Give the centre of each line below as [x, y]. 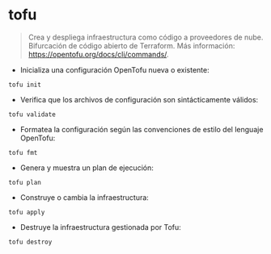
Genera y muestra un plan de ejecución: [87, 168]
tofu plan [25, 182]
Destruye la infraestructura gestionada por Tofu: [101, 227]
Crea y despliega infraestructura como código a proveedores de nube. [146, 37]
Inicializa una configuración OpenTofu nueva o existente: [114, 69]
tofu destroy [30, 242]
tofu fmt [23, 152]
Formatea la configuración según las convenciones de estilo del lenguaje [142, 129]
